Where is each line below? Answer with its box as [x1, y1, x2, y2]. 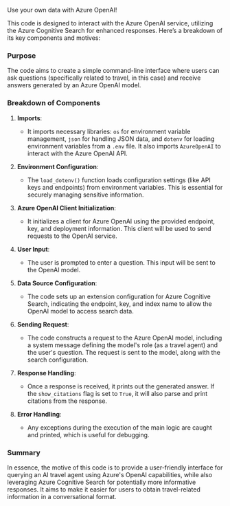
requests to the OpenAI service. [27, 232, 118, 240]
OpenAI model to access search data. [27, 307, 134, 315]
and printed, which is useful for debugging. [27, 430, 150, 439]
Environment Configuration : [16, 162, 99, 170]
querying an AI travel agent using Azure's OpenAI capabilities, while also [7, 470, 213, 478]
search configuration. [27, 355, 89, 364]
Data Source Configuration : [16, 278, 97, 287]
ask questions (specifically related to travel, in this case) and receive [7, 74, 201, 82]
